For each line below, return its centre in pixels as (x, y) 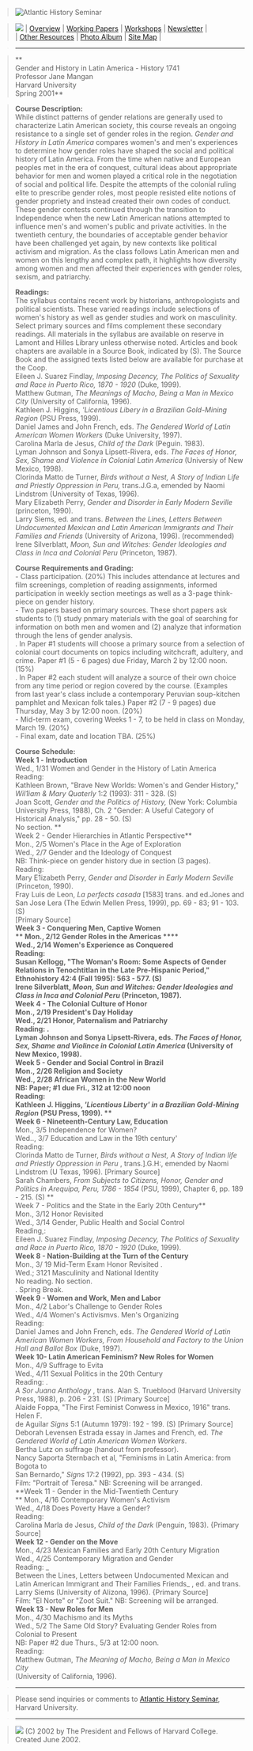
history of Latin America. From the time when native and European (123, 159)
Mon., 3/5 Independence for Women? (76, 1130)
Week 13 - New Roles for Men (64, 1609)
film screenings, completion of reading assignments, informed (116, 585)
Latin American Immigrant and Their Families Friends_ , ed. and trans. (128, 1584)
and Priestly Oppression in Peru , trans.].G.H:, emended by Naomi (122, 1164)
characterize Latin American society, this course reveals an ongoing (125, 125)
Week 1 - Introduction (51, 760)
